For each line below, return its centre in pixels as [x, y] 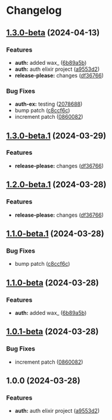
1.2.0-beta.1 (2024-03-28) [56, 184]
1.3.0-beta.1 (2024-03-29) [56, 136]
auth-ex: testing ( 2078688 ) [49, 104]
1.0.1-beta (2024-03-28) [52, 331]
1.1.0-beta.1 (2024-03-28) [55, 234]
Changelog [34, 10]
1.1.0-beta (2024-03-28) [53, 283]
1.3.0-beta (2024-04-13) [53, 33]
